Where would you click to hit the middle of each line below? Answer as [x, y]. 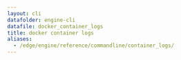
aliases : [20, 39]
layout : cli [24, 13]
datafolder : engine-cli [41, 20]
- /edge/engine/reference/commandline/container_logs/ [94, 46]
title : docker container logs [51, 33]
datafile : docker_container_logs [55, 26]
